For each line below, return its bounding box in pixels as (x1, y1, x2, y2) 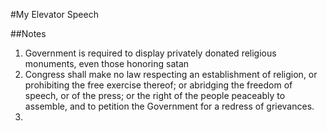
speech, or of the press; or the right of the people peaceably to (24, 90, 286, 101)
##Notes (10, 28, 47, 39)
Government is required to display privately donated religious (24, 47, 277, 59)
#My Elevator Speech (10, 9, 99, 20)
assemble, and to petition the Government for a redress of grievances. (24, 100, 315, 112)
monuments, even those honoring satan (24, 58, 190, 69)
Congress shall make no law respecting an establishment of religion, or (24, 69, 318, 80)
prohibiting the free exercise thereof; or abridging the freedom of (24, 79, 293, 91)
